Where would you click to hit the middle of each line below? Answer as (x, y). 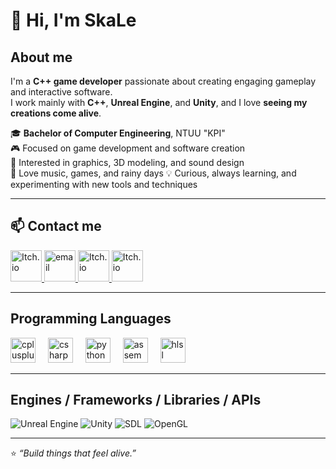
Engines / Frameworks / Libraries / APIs (136, 400)
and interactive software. (61, 92)
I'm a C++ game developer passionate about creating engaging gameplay (163, 81)
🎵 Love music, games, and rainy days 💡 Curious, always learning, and (153, 173)
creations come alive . (56, 113)
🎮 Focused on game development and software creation (128, 148)
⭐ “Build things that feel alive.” (73, 453)
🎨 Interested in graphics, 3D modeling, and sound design (127, 162)
